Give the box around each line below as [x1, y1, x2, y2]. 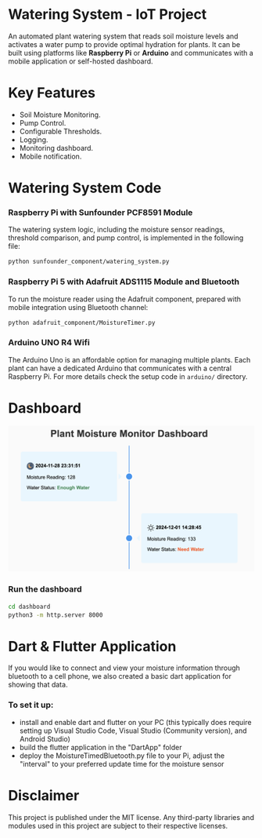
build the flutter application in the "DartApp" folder [19, 742, 182, 752]
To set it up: [8, 700, 54, 711]
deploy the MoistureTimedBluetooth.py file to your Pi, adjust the [19, 751, 225, 760]
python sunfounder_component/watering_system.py [8, 257, 170, 266]
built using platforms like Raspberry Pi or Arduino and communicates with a [8, 48, 254, 57]
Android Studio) [19, 734, 70, 743]
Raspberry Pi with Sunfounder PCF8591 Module [8, 206, 193, 217]
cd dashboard [8, 603, 51, 610]
